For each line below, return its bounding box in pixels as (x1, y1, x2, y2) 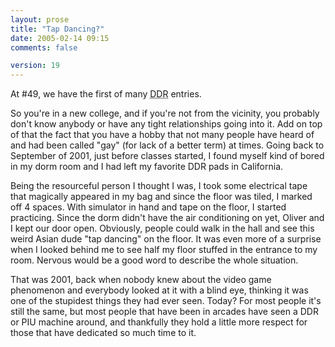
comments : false (10, 42, 78, 53)
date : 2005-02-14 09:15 (10, 33, 110, 43)
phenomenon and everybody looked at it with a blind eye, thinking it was (10, 284, 309, 296)
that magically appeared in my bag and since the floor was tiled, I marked (10, 191, 313, 203)
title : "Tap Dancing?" (10, 24, 105, 34)
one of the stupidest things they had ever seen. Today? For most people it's (10, 295, 322, 307)
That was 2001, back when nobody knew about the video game (10, 274, 272, 286)
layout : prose (10, 14, 70, 25)
